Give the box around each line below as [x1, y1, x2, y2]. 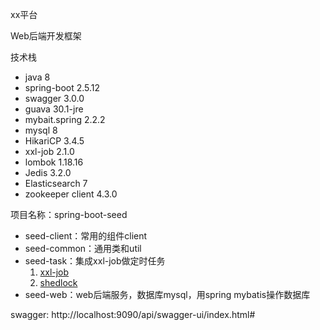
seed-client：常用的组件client [24, 230, 148, 242]
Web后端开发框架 [10, 30, 82, 42]
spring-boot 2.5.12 [24, 82, 101, 93]
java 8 [24, 71, 51, 83]
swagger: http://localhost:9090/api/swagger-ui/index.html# [10, 309, 256, 320]
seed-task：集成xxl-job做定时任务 [24, 255, 166, 267]
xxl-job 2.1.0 [24, 146, 75, 157]
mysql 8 [24, 124, 58, 136]
